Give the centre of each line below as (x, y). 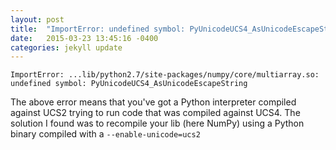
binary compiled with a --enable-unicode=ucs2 (105, 134)
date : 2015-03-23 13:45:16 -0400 (84, 38)
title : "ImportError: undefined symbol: (98, 29)
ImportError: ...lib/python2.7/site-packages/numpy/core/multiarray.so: (165, 75)
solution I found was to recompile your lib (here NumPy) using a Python (157, 123)
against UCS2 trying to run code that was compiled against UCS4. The (155, 113)
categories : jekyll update (66, 47)
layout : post (37, 19)
